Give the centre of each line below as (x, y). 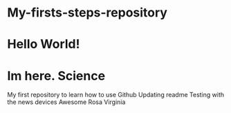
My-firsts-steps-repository (87, 13)
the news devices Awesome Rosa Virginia (66, 102)
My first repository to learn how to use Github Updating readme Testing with (116, 95)
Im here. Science (56, 75)
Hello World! (44, 44)
